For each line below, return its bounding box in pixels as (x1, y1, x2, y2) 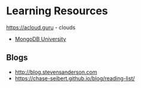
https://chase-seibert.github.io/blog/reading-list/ (14, 74, 136, 81)
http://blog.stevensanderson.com (14, 68, 97, 76)
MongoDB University (14, 35, 66, 42)
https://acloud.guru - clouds (6, 24, 76, 31)
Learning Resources (6, 4, 108, 18)
